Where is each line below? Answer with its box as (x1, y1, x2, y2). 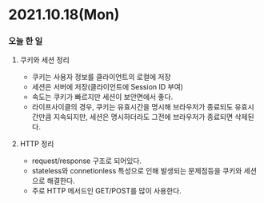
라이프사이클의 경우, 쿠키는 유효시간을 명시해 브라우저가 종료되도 (31, 102, 234, 112)
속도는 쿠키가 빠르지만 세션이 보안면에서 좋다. (31, 92, 174, 101)
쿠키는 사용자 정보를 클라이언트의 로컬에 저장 (31, 72, 171, 82)
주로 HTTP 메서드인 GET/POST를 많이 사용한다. (31, 186, 182, 196)
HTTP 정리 (19, 139, 54, 149)
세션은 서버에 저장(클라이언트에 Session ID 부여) (31, 82, 184, 92)
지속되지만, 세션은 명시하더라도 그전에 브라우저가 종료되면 (53, 112, 234, 121)
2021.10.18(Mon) (8, 6, 120, 24)
